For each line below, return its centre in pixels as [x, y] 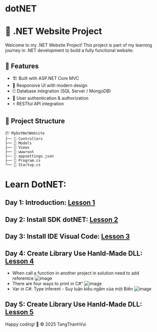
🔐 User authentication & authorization [50, 98]
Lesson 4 [20, 261]
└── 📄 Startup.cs [23, 165]
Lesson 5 [19, 312]
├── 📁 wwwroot [20, 152]
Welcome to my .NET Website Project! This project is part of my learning [78, 45]
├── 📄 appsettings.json [30, 156]
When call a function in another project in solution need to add [76, 273]
